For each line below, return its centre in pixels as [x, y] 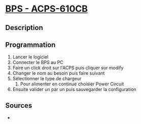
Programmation [30, 44]
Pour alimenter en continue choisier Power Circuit [72, 84]
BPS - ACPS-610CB [46, 9]
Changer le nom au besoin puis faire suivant [59, 73]
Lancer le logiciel [30, 57]
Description [24, 28]
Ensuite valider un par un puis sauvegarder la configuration [74, 89]
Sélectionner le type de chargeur [47, 79]
